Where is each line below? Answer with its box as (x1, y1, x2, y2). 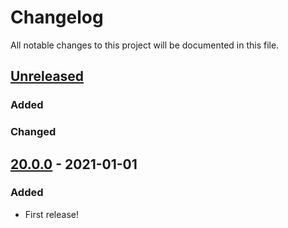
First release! (24, 208, 79, 220)
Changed (10, 125, 57, 139)
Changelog (10, 6, 104, 29)
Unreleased (10, 68, 85, 85)
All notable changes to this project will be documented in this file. (10, 39, 280, 51)
